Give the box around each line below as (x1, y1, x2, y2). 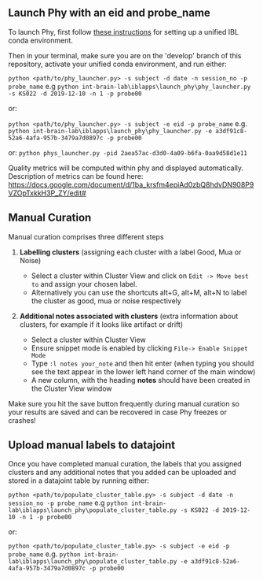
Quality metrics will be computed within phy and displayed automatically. (8, 163, 244, 173)
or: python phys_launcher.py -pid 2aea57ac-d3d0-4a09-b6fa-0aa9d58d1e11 (8, 147, 247, 157)
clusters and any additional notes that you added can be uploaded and (8, 468, 237, 477)
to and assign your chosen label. (31, 279, 137, 288)
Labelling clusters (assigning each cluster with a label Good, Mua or (19, 247, 242, 257)
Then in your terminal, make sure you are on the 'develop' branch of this (8, 50, 242, 60)
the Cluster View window (31, 384, 112, 393)
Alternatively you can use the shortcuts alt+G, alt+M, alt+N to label (31, 288, 247, 297)
